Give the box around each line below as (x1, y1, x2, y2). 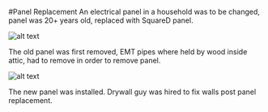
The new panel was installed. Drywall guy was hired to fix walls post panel (8, 87, 257, 97)
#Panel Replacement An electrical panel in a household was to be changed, (8, 7, 261, 16)
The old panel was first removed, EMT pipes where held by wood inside (8, 47, 248, 56)
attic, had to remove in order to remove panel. (8, 56, 161, 65)
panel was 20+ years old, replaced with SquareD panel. (8, 15, 194, 25)
